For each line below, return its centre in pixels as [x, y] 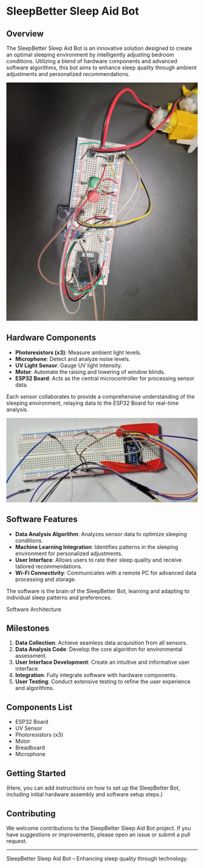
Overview [25, 34]
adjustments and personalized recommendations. [68, 74]
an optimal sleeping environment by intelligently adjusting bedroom [90, 55]
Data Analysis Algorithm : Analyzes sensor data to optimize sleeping [101, 534]
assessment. [31, 656]
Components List [39, 707]
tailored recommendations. [49, 566]
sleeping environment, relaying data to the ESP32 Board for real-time [93, 403]
